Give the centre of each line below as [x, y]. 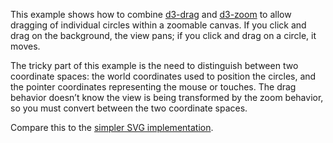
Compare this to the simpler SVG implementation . [112, 127]
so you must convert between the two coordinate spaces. [129, 108]
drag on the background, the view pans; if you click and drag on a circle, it [163, 35]
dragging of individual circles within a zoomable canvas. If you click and [158, 25]
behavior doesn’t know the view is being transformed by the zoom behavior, [167, 97]
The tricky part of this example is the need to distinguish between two [154, 65]
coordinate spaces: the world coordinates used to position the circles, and [163, 76]
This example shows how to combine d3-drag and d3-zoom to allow [151, 14]
